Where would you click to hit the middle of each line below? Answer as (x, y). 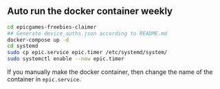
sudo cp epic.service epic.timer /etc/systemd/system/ (87, 53)
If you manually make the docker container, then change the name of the (110, 72)
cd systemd (23, 46)
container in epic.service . (44, 79)
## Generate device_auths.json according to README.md (87, 34)
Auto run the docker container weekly (90, 11)
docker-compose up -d (38, 40)
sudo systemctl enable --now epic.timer (66, 59)
